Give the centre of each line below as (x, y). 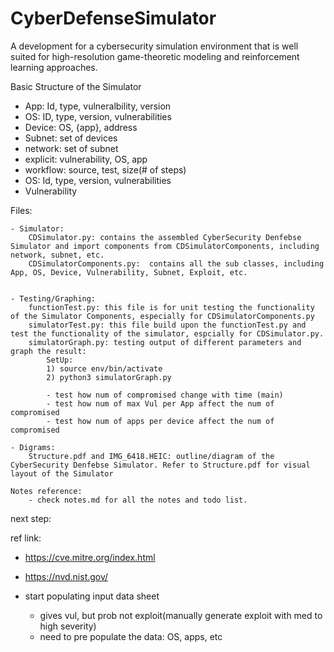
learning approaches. (54, 67)
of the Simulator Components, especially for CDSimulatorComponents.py (162, 316)
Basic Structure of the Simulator (76, 86)
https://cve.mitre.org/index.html (90, 557)
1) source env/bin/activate (104, 368)
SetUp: (60, 360)
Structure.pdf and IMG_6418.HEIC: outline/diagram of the (151, 456)
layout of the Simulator (62, 473)
